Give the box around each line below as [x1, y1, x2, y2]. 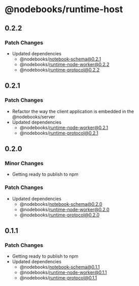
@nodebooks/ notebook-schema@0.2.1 [19, 56, 101, 62]
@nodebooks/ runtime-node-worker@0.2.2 [19, 61, 110, 67]
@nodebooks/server [12, 113, 55, 120]
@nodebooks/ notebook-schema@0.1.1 [19, 264, 100, 270]
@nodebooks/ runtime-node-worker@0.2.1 [19, 124, 109, 131]
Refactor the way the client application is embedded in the [12, 108, 134, 114]
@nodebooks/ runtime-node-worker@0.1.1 [19, 269, 107, 275]
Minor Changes [5, 160, 44, 167]
